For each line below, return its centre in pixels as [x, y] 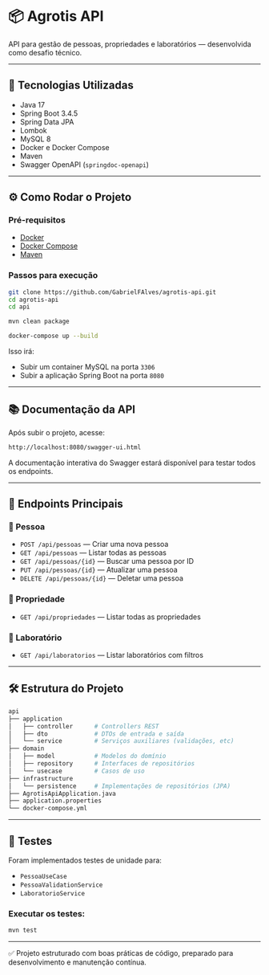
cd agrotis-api [34, 300]
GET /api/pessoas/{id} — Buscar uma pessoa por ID [107, 561]
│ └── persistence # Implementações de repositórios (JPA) [119, 786]
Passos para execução [53, 275]
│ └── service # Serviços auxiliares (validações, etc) [121, 741]
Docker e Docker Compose [64, 147]
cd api [19, 307]
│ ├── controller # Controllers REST [84, 726]
